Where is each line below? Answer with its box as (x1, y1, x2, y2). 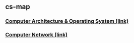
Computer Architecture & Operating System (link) (5, 18, 129, 25)
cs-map (5, 3, 30, 11)
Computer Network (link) (5, 31, 68, 38)
